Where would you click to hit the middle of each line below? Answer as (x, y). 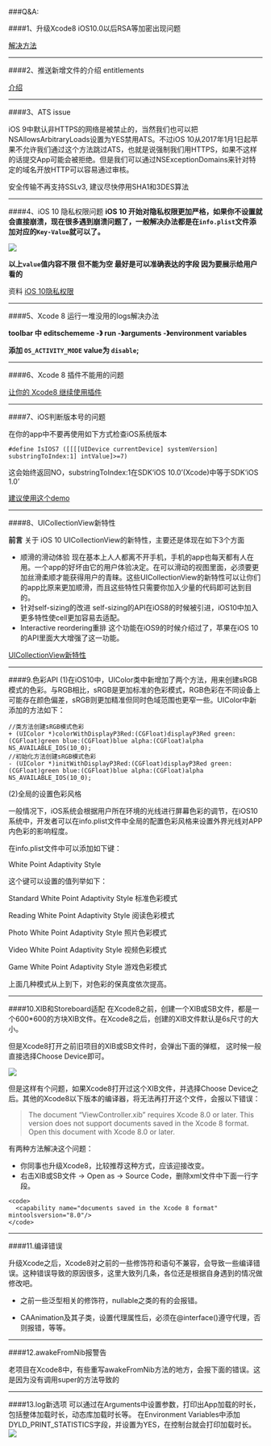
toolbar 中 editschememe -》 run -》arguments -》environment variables (128, 333)
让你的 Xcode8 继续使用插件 (55, 392)
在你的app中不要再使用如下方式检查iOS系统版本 (88, 434)
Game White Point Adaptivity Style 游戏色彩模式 (88, 967)
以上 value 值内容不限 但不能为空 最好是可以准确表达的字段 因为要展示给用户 (133, 264)
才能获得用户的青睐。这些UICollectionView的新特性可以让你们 (158, 577)
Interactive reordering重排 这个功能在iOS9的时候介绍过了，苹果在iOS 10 (139, 628)
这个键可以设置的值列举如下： (58, 881)
